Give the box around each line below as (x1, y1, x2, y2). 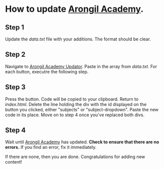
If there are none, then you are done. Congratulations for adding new (5, 154, 145, 160)
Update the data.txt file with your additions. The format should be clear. (5, 36, 151, 42)
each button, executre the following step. (5, 68, 89, 74)
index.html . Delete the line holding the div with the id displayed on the (5, 101, 147, 107)
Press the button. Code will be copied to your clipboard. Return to (5, 96, 139, 102)
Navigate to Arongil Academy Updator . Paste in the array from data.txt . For (5, 63, 157, 69)
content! (5, 159, 22, 165)
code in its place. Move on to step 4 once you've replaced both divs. (5, 112, 145, 118)
